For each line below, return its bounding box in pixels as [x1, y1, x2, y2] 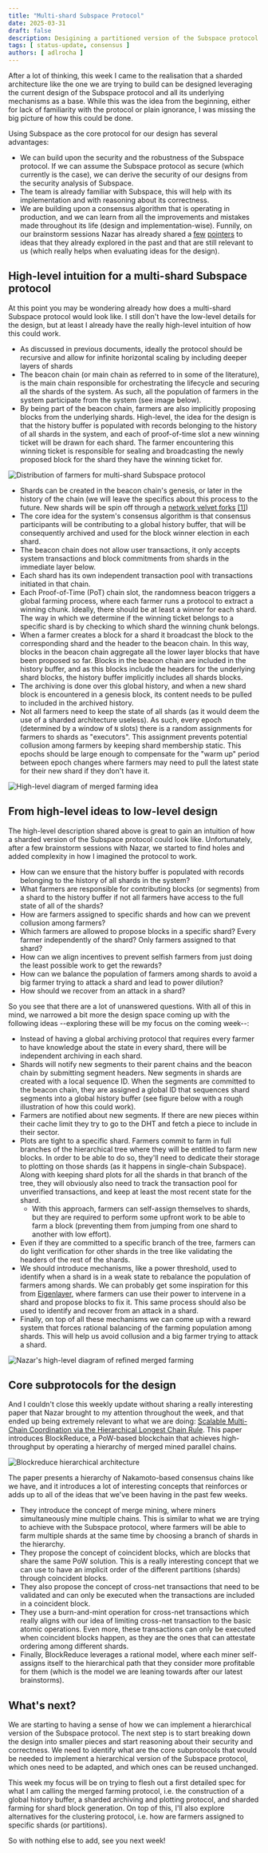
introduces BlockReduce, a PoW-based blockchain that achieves [8, 1433, 221, 1444]
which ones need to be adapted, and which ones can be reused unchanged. [8, 1763, 258, 1772]
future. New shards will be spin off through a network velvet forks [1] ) [19, 502, 249, 512]
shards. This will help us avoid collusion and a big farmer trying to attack [19, 1331, 258, 1340]
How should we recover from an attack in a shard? [19, 985, 186, 996]
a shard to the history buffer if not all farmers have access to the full [19, 893, 244, 902]
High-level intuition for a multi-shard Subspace [8, 270, 247, 283]
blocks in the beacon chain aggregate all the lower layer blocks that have [19, 647, 260, 657]
